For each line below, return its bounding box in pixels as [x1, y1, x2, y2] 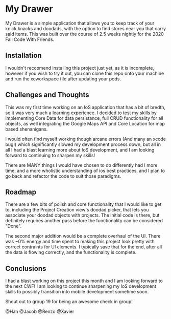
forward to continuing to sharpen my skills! [5, 152, 95, 158]
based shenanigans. [5, 126, 48, 132]
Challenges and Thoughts [5, 91, 89, 99]
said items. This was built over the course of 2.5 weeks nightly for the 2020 [5, 31, 164, 37]
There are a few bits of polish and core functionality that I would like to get [5, 201, 162, 207]
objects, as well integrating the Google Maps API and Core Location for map [5, 120, 165, 126]
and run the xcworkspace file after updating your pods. [5, 75, 121, 82]
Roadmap [5, 187, 37, 196]
